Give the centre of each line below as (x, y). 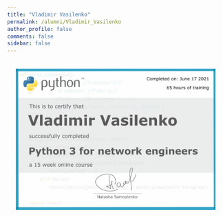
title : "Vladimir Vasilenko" (49, 14)
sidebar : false (29, 44)
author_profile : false (40, 29)
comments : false (30, 36)
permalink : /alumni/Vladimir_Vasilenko (64, 22)
